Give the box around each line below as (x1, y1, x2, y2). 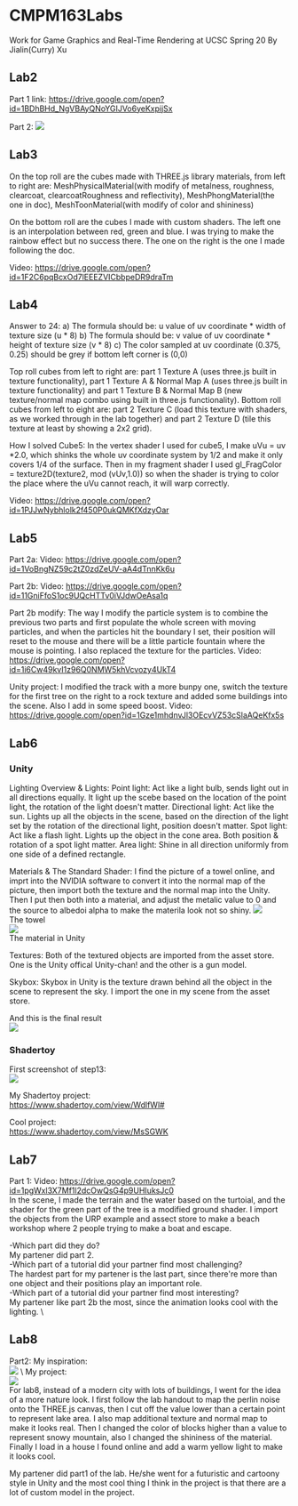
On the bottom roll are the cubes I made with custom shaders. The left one (9, 216, 281, 227)
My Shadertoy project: (9, 1091, 91, 1101)
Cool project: (9, 1117, 57, 1128)
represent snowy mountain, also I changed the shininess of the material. (9, 1431, 273, 1442)
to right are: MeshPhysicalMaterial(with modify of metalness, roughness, (9, 180, 275, 191)
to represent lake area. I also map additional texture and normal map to (9, 1413, 268, 1423)
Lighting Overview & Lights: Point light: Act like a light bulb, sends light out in (9, 782, 289, 793)
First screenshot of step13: (9, 1064, 106, 1075)
